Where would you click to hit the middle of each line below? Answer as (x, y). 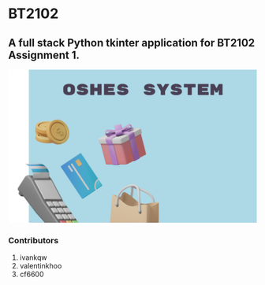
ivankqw (33, 257)
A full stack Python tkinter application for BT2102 (132, 43)
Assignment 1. (44, 55)
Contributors (34, 240)
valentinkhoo (41, 266)
